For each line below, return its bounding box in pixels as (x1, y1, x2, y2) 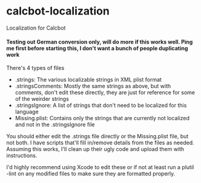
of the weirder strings (15, 95, 70, 103)
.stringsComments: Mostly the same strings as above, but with (15, 83, 171, 90)
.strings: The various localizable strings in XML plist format (15, 76, 162, 83)
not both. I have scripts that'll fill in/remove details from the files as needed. (6, 139, 195, 146)
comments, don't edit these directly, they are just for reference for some (15, 89, 196, 96)
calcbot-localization (6, 4, 110, 18)
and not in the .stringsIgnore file (15, 121, 95, 128)
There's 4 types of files (6, 65, 65, 72)
